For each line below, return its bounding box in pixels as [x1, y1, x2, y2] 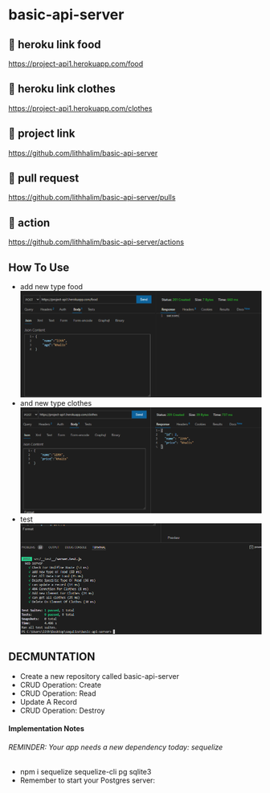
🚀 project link [8, 127, 76, 141]
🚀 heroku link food [8, 38, 101, 51]
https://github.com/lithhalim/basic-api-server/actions [8, 237, 185, 247]
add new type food [19, 282, 83, 292]
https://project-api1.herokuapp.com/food [8, 59, 144, 68]
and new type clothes [19, 399, 92, 408]
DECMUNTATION [8, 650, 96, 664]
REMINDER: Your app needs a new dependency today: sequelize [8, 742, 223, 752]
